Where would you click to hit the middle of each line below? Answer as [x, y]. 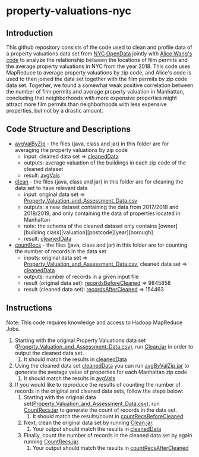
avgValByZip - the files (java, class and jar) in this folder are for [92, 144]
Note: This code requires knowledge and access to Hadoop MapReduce [94, 322]
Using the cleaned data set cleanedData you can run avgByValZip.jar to [102, 365]
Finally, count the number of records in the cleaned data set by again [108, 435]
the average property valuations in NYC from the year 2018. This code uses [99, 66]
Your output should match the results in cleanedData [97, 429]
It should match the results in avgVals [70, 378]
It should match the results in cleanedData [75, 359]
